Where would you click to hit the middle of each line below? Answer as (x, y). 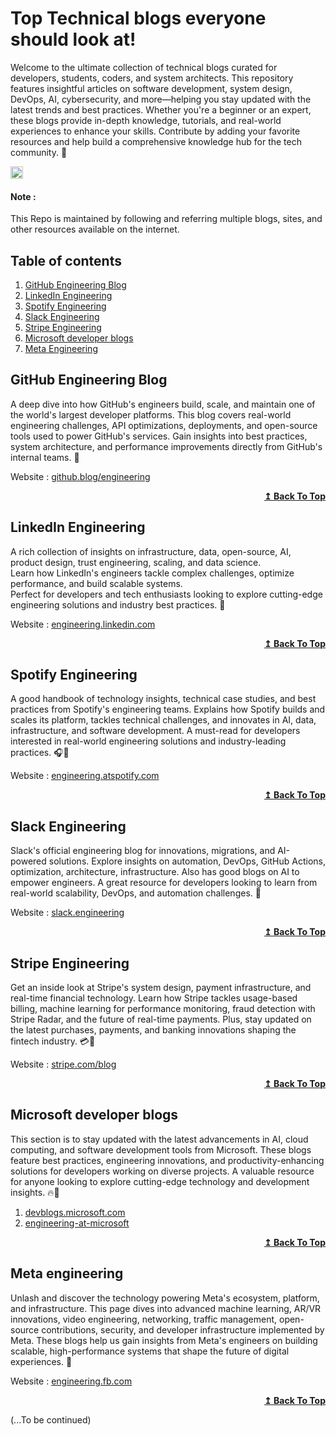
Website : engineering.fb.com (71, 1381)
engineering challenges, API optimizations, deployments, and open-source (164, 425)
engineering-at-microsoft (77, 1223)
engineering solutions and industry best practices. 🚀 (118, 604)
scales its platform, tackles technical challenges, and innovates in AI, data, (163, 720)
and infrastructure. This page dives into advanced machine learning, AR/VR (166, 1308)
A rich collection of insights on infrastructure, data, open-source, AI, (151, 551)
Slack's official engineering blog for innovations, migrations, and (143, 851)
